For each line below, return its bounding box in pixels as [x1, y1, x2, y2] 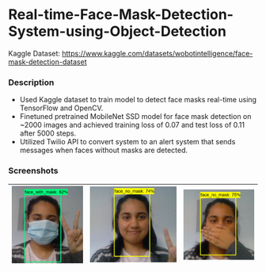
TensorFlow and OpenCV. [19, 103, 104, 113]
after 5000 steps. [19, 128, 77, 138]
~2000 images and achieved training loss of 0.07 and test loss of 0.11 [19, 121, 245, 130]
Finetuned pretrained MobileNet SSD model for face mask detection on [19, 112, 252, 121]
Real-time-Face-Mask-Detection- [8, 6, 234, 24]
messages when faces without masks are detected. [19, 145, 188, 155]
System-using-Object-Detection [8, 22, 227, 40]
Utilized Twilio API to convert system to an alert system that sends [19, 137, 236, 147]
